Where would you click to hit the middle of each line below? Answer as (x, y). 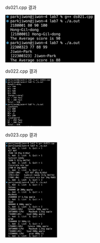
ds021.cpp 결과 (21, 7)
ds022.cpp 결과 (21, 71)
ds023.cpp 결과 (21, 135)
